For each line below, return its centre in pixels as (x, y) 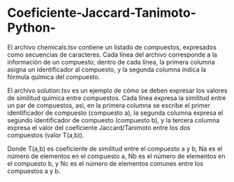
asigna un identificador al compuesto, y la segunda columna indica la (107, 69)
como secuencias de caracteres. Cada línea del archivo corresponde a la (112, 55)
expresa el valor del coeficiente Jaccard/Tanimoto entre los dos (99, 127)
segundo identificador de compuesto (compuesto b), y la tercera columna (114, 120)
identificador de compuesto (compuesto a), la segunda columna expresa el (115, 113)
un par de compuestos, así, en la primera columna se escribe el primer (109, 105)
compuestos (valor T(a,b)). (46, 135)
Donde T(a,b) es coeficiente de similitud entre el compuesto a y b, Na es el (115, 148)
